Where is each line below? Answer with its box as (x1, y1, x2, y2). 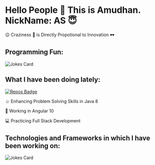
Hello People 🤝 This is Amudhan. (5, 4, 141, 16)
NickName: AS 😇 (5, 15, 77, 26)
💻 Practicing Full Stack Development (5, 117, 80, 123)
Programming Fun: (5, 48, 64, 56)
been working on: (5, 141, 60, 150)
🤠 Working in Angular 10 (5, 108, 54, 113)
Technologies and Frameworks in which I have (5, 134, 151, 142)
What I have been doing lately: (5, 75, 101, 84)
